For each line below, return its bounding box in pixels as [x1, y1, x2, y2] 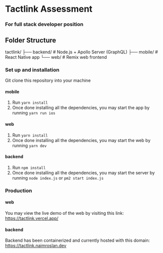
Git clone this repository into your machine [5, 77, 91, 84]
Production [5, 187, 32, 194]
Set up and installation [5, 66, 60, 73]
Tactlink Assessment [5, 3, 93, 15]
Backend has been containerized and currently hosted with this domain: [5, 237, 150, 243]
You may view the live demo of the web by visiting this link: [5, 210, 124, 216]
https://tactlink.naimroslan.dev [5, 243, 67, 249]
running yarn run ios [12, 110, 55, 116]
